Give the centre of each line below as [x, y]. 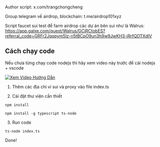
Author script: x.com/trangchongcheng [44, 7]
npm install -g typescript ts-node [41, 113]
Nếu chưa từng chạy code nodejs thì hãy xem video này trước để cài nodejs [80, 63]
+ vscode [15, 68]
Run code [22, 122]
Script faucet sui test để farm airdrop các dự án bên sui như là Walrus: [75, 26]
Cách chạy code [30, 51]
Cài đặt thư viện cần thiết [37, 96]
